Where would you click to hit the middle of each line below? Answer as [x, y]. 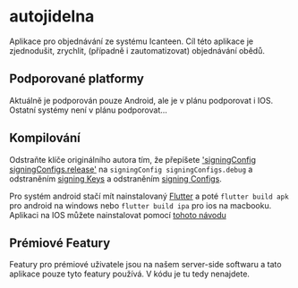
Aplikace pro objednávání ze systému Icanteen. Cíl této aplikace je [132, 41]
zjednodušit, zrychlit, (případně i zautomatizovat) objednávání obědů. [137, 50]
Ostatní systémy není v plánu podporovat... [89, 110]
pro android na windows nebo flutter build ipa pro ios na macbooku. [140, 205]
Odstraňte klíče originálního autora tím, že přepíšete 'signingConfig [133, 159]
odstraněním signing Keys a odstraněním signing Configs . [115, 178]
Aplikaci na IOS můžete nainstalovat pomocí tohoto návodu [118, 215]
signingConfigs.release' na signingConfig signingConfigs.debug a [131, 169]
